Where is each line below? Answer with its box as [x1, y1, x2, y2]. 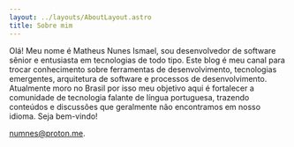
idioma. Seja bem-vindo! [9, 111, 99, 121]
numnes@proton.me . [9, 128, 86, 138]
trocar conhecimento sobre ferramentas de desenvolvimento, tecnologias [9, 63, 277, 75]
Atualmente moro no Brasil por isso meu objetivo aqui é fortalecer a [9, 83, 254, 93]
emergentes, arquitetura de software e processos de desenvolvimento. [9, 73, 268, 84]
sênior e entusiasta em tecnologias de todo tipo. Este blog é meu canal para [9, 55, 285, 65]
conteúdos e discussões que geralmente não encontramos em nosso [9, 101, 261, 112]
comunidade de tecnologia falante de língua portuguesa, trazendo [9, 92, 250, 102]
